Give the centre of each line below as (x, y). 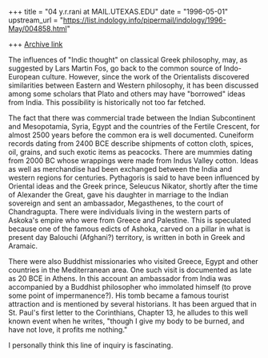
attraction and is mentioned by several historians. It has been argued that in (133, 304)
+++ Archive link (36, 44)
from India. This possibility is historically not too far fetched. (107, 102)
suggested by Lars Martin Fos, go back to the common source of (115, 68)
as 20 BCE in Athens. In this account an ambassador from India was (120, 279)
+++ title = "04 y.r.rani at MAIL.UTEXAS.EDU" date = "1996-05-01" (118, 12)
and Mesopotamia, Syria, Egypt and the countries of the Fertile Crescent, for (134, 126)
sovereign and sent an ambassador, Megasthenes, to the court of (116, 203)
